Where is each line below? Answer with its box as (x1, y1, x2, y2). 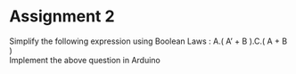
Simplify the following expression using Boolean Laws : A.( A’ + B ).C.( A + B (9, 36, 288, 46)
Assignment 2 (9, 6, 115, 27)
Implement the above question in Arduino (9, 54, 160, 65)
